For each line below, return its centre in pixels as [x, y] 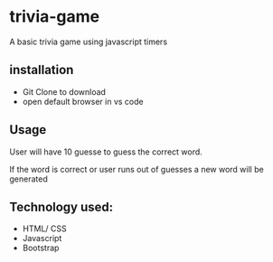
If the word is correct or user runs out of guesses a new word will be [136, 169]
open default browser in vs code [83, 101]
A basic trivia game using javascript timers [89, 42]
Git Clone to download [64, 91]
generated [28, 179]
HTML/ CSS [44, 229]
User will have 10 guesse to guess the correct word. [106, 152]
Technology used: [61, 206]
